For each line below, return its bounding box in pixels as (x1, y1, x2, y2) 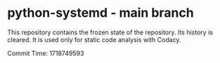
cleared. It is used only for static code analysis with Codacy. (7, 35, 181, 43)
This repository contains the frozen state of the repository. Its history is (7, 28, 213, 36)
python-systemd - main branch (7, 5, 195, 21)
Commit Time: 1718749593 (7, 49, 84, 57)
